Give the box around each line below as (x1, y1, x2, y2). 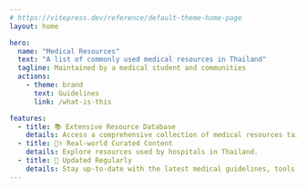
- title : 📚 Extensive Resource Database (17, 122, 176, 132)
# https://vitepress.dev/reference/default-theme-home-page (9, 13, 243, 23)
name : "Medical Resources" (17, 46, 120, 55)
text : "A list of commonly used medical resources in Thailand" (17, 55, 267, 64)
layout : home (9, 22, 59, 31)
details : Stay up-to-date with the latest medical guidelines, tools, (25, 164, 300, 173)
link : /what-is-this (33, 97, 112, 106)
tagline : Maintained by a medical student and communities (17, 64, 247, 73)
